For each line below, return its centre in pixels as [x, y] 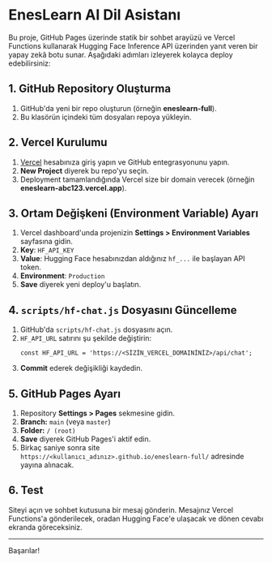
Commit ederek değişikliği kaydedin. [81, 368]
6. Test [26, 490]
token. [31, 267]
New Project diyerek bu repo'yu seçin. [85, 170]
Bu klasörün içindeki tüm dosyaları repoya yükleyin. [106, 117]
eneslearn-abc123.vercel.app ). [73, 187]
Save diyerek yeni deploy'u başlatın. [81, 285]
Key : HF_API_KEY [47, 250]
